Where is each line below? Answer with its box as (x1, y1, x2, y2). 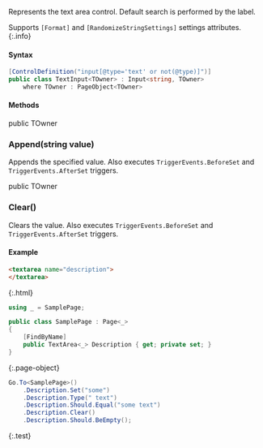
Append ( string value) (8, 138, 95, 149)
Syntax (8, 50, 33, 59)
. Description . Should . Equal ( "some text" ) (23, 401, 161, 409)
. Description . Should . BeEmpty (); (23, 416, 132, 424)
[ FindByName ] (23, 333, 67, 342)
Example (8, 248, 39, 257)
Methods (8, 101, 40, 110)
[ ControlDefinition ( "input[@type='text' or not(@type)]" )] (8, 68, 212, 76)
